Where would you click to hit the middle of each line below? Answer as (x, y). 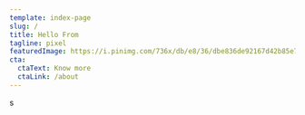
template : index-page (50, 18)
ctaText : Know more (54, 69)
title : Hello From (44, 34)
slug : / (24, 26)
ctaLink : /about (48, 77)
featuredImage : (38, 52)
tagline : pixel (38, 43)
